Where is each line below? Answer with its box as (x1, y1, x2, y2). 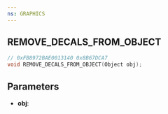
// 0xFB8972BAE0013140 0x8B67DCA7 (7, 55, 108, 62)
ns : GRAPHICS (7, 10, 45, 17)
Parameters (7, 80, 59, 92)
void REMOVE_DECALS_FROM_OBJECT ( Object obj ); (7, 61, 142, 69)
